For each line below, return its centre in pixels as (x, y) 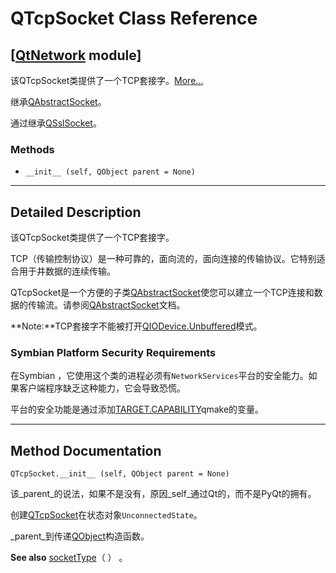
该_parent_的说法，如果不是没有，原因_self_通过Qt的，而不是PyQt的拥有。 (163, 494)
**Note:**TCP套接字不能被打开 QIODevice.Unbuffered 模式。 (136, 326)
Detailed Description (76, 212)
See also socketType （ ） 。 (69, 558)
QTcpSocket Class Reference (134, 18)
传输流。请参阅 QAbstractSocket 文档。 (106, 305)
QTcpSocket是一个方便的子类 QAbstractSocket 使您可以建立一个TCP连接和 (162, 293)
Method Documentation (86, 450)
